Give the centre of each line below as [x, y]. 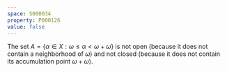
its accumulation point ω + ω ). [50, 62]
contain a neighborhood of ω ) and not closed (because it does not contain [114, 54]
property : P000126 [34, 20]
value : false [26, 27]
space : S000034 [29, 14]
